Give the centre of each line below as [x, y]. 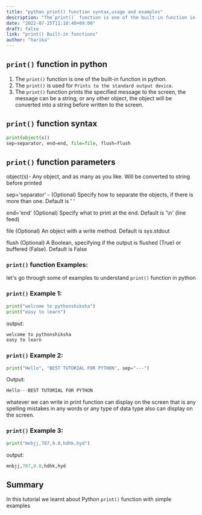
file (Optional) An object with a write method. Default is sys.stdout [88, 231]
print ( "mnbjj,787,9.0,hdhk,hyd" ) [48, 443]
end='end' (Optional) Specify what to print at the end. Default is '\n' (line [96, 213]
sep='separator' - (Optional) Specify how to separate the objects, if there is [100, 195]
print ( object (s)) [28, 138]
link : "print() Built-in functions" [52, 34]
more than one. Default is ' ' [41, 201]
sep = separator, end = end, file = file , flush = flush [68, 143]
